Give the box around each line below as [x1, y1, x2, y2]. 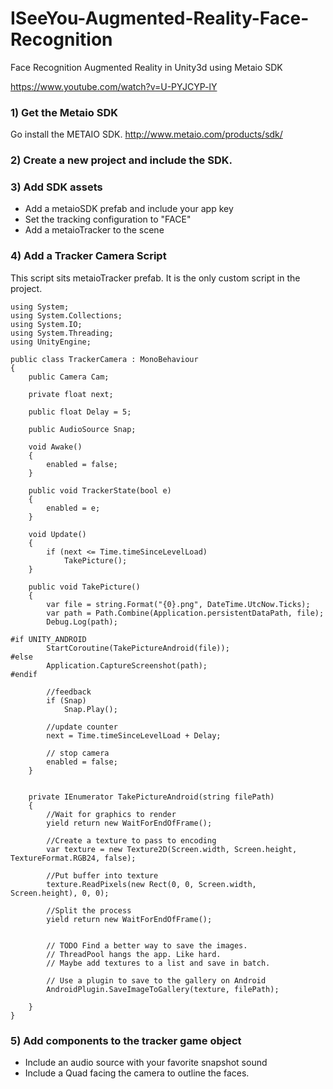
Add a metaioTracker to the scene [24, 224, 165, 236]
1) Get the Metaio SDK [10, 105, 119, 119]
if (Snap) [46, 695, 87, 706]
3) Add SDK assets [10, 180, 103, 194]
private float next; [28, 389, 114, 399]
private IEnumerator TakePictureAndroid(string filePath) [28, 792, 275, 802]
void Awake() [28, 442, 83, 452]
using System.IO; [10, 319, 83, 329]
